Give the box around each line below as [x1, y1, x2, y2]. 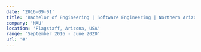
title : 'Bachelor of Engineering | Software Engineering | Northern [6, 14, 181, 20]
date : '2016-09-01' [6, 8, 55, 15]
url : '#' [6, 36, 28, 42]
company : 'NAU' [6, 20, 44, 26]
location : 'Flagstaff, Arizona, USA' [6, 25, 100, 32]
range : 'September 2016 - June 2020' [6, 31, 100, 37]
